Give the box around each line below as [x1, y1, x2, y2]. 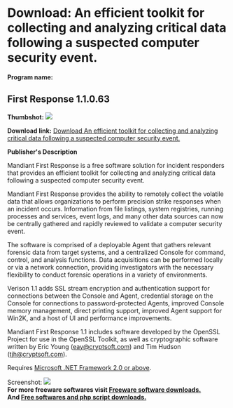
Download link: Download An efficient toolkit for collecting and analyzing [7, 126, 218, 135]
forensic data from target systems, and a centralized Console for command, [7, 248, 226, 256]
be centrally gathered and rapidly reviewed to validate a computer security [7, 219, 223, 228]
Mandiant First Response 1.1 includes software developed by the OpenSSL [7, 327, 220, 336]
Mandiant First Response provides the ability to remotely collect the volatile [7, 190, 224, 198]
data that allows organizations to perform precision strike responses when [7, 197, 222, 205]
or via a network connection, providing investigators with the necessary [7, 263, 214, 271]
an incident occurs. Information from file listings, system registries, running [7, 204, 224, 213]
